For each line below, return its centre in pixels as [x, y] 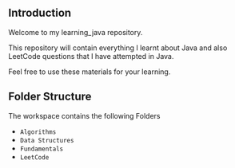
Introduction [40, 13]
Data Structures [47, 140]
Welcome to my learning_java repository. [76, 32]
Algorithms [38, 132]
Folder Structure [50, 97]
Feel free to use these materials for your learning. [90, 72]
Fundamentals [42, 149]
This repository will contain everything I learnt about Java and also [118, 48]
